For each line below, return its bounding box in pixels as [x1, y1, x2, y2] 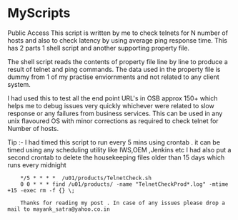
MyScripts [7, 5, 71, 21]
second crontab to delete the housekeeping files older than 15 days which [7, 153, 225, 162]
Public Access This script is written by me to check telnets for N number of [7, 28, 229, 37]
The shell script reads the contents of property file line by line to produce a [7, 57, 229, 66]
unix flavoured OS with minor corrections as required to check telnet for [7, 116, 219, 125]
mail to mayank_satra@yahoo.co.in [7, 205, 111, 213]
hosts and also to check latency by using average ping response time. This [7, 36, 227, 44]
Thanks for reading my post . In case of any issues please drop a [20, 199, 225, 206]
